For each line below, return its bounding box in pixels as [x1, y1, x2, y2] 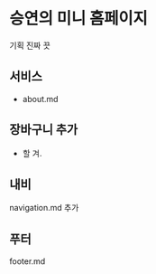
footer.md [9, 256, 46, 267]
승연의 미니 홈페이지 [9, 8, 149, 29]
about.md [22, 93, 59, 104]
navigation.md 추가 [9, 203, 79, 213]
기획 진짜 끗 [9, 40, 51, 51]
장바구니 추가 [9, 122, 78, 137]
